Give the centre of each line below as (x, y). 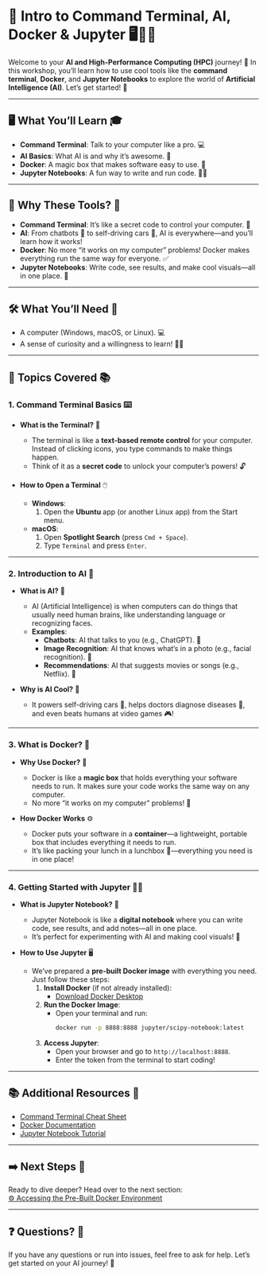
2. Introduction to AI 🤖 (51, 573)
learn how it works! (51, 241)
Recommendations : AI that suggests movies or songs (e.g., (141, 665)
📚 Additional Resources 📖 (74, 1094)
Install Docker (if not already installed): (108, 987)
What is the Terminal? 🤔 (60, 425)
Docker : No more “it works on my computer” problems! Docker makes (135, 250)
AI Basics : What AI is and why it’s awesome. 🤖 (95, 156)
